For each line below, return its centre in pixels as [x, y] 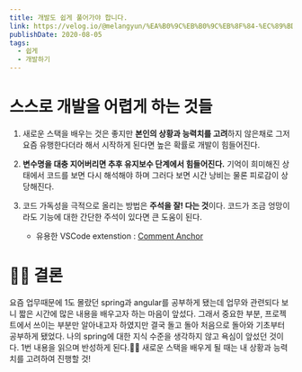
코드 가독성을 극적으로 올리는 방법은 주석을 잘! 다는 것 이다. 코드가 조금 [144, 205]
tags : [19, 43]
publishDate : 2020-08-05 [56, 34]
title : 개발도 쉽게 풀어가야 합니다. [69, 18]
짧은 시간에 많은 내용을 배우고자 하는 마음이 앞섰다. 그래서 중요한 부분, [141, 313]
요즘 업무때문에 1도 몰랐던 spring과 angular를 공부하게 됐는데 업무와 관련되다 [145, 302]
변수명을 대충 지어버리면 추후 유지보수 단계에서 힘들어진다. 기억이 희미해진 [151, 164]
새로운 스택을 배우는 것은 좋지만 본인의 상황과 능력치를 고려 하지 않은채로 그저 [156, 133]
